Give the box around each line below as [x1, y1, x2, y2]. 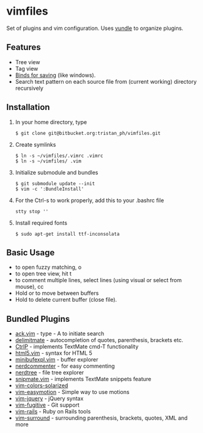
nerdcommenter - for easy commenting [15, 362, 115, 370]
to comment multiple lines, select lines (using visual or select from [15, 277, 182, 284]
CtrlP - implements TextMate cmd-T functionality [15, 343, 139, 351]
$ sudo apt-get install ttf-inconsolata [15, 231, 120, 237]
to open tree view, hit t [15, 270, 72, 277]
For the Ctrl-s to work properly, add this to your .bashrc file [15, 197, 164, 204]
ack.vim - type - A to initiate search [15, 330, 105, 337]
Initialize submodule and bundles [15, 169, 98, 176]
